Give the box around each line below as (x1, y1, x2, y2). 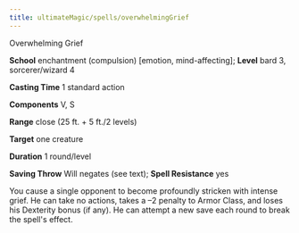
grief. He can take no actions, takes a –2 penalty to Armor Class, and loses (9, 195, 284, 205)
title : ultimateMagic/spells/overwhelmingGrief (9, 12, 190, 22)
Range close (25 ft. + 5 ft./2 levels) (9, 116, 137, 127)
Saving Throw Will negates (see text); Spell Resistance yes (9, 168, 229, 179)
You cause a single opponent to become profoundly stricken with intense (9, 185, 278, 196)
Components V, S (9, 99, 75, 110)
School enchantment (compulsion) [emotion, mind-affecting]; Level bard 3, (9, 54, 287, 65)
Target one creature (9, 133, 84, 144)
